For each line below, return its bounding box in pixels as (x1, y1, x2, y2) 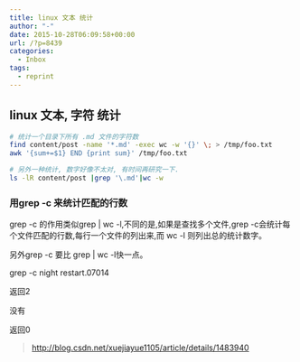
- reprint (17, 72, 54, 81)
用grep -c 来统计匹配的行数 (9, 196, 128, 209)
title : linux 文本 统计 (9, 13, 93, 23)
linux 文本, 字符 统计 (9, 107, 121, 123)
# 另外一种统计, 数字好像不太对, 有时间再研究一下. (9, 165, 179, 174)
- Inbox (17, 55, 47, 64)
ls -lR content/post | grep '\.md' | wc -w (9, 173, 164, 183)
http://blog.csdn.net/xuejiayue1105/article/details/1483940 (31, 342, 250, 353)
